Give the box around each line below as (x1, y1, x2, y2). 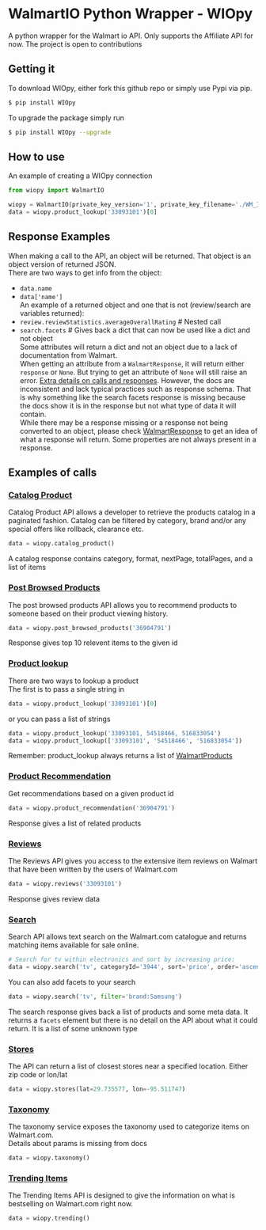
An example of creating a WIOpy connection (8, 171, 153, 180)
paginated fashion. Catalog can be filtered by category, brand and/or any (8, 516, 247, 526)
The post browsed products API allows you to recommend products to (8, 600, 237, 609)
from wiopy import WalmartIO (8, 187, 104, 195)
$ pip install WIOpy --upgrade (8, 128, 112, 136)
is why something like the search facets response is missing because (19, 393, 246, 402)
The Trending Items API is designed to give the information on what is (8, 1190, 236, 1200)
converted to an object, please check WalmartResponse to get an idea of (19, 426, 258, 435)
